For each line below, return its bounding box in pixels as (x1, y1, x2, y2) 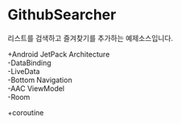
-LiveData (7, 66, 40, 76)
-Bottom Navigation (7, 75, 73, 85)
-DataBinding (7, 58, 51, 68)
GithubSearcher (7, 6, 117, 24)
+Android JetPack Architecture (7, 49, 110, 59)
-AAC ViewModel (7, 83, 65, 93)
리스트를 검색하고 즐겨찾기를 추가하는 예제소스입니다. (7, 33, 174, 43)
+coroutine (7, 107, 44, 118)
